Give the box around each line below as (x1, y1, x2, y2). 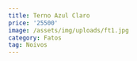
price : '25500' (8, 19, 59, 27)
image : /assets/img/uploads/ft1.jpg (8, 26, 129, 34)
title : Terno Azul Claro (8, 11, 90, 20)
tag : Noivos (8, 41, 48, 49)
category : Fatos (8, 33, 62, 42)
